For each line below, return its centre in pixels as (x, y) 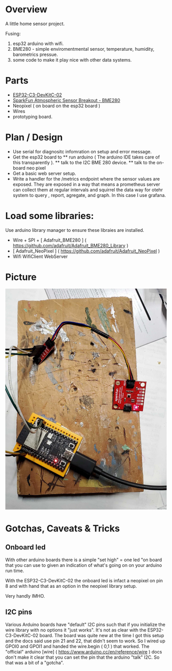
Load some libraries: (50, 216)
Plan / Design (34, 137)
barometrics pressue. (35, 54)
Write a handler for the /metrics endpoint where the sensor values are (86, 179)
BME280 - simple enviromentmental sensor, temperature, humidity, (83, 49)
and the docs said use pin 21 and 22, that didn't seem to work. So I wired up (85, 641)
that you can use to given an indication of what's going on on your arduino (84, 565)
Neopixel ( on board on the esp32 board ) (57, 106)
